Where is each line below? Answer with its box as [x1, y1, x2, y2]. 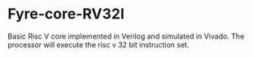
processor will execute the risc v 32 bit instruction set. [7, 39, 190, 49]
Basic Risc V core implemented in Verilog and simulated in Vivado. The [7, 31, 245, 41]
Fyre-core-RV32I [7, 5, 125, 23]
